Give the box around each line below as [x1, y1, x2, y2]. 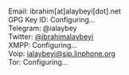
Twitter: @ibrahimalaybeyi [8, 32, 94, 41]
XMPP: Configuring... [8, 41, 78, 49]
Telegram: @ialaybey [8, 23, 77, 33]
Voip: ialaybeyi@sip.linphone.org [8, 49, 115, 58]
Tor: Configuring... [8, 57, 68, 66]
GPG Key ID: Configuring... [8, 15, 96, 24]
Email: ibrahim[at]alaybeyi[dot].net [8, 6, 122, 16]
